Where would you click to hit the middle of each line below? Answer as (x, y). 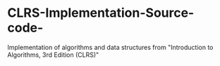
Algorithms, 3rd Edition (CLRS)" (53, 55)
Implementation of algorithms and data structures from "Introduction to (110, 47)
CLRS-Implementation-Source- (101, 13)
